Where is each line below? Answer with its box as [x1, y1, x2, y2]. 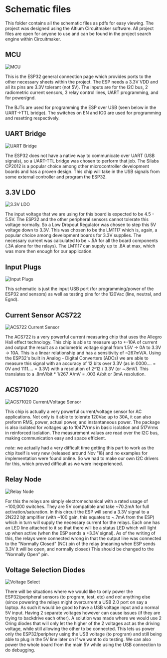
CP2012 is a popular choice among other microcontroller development [5, 163, 150, 169]
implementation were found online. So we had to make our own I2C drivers [5, 455, 159, 461]
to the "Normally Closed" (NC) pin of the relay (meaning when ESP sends [5, 540, 156, 546]
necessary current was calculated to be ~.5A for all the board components [5, 237, 158, 243]
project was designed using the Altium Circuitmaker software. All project [5, 25, 154, 31]
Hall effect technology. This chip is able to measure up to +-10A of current [5, 339, 158, 345]
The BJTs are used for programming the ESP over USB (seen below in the [5, 104, 157, 110]
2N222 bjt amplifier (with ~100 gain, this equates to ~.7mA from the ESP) [5, 514, 155, 520]
